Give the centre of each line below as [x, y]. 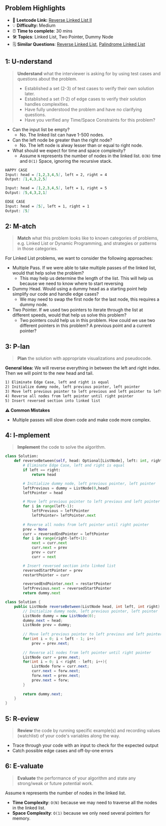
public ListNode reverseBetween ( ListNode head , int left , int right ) [87, 606]
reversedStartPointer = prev [53, 570]
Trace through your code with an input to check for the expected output [85, 745]
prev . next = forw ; [50, 680]
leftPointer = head [43, 493]
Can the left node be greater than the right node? [62, 140]
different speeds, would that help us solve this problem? [69, 315]
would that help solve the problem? [48, 273]
